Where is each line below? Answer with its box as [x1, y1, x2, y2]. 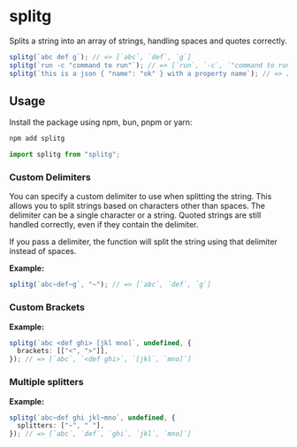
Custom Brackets [9, 301, 86, 313]
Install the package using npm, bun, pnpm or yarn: [9, 117, 193, 127]
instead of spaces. [9, 246, 77, 257]
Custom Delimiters [9, 171, 91, 183]
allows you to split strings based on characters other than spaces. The [9, 201, 265, 212]
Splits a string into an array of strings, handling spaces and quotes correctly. [9, 35, 287, 46]
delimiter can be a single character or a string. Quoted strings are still [9, 210, 262, 220]
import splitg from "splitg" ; [9, 150, 121, 159]
